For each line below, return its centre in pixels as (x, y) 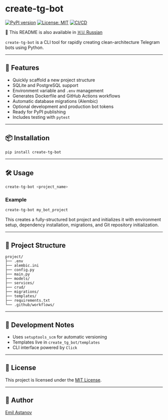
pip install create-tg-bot (33, 152)
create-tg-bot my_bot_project (37, 210)
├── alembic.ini (22, 266)
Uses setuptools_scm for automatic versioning (60, 337)
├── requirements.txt (28, 301)
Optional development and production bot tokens (63, 106)
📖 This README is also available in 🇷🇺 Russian (54, 32)
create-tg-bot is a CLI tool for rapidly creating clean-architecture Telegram (82, 42)
